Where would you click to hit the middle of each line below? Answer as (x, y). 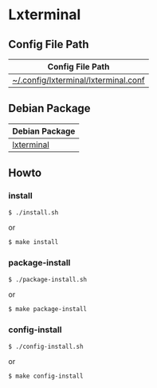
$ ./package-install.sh (48, 279)
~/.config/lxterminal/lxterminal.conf (78, 80)
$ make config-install (46, 376)
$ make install (33, 242)
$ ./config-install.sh (46, 346)
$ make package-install (48, 310)
